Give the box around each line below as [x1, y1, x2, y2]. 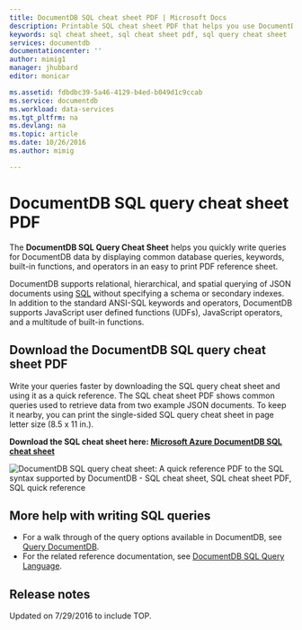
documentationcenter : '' [9, 47, 102, 56]
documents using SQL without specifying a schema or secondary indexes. [9, 288, 285, 298]
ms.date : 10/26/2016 [9, 138, 87, 147]
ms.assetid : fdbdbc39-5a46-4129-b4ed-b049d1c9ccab [9, 87, 203, 97]
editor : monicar [9, 72, 70, 81]
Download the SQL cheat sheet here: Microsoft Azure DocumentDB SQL [9, 436, 283, 447]
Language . [22, 561, 63, 572]
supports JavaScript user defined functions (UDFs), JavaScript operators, [9, 306, 283, 317]
